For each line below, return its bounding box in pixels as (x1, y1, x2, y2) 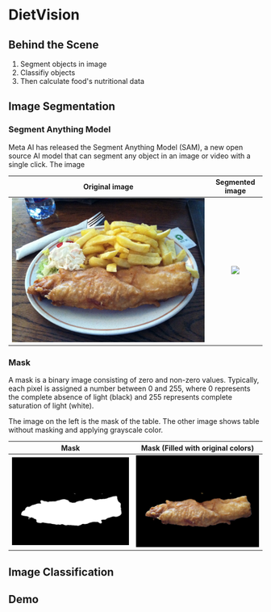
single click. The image (8, 159, 85, 169)
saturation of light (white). (8, 401, 94, 411)
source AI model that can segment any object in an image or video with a (8, 151, 252, 161)
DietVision (8, 6, 80, 24)
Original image (83, 182, 134, 191)
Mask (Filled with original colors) (140, 442, 254, 453)
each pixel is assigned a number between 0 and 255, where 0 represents (8, 384, 251, 393)
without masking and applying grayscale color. (8, 425, 164, 435)
